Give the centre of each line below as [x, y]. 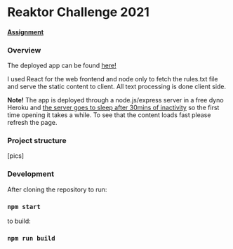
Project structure [37, 141]
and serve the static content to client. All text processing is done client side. [117, 87]
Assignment [26, 32]
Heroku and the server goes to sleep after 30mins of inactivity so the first [113, 108]
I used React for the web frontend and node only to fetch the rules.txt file [113, 79]
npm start [24, 207]
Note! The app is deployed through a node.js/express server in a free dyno [115, 100]
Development [31, 174]
